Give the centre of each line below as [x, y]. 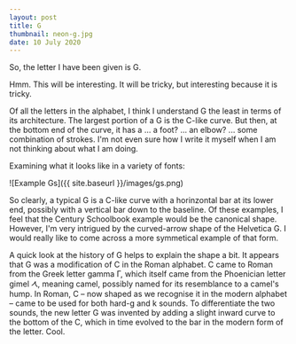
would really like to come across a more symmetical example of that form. [144, 238]
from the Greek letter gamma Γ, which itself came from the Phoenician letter [148, 274]
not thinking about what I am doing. [74, 149]
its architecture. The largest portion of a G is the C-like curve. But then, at [143, 121]
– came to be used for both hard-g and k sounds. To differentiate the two [142, 303]
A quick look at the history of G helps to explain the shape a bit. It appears [144, 255]
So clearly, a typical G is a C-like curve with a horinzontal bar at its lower [141, 200]
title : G [25, 26]
